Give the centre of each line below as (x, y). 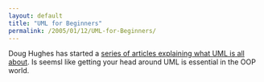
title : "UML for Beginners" (56, 23)
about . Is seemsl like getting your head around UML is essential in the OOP (132, 62)
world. (19, 71)
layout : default (35, 16)
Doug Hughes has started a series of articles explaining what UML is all (127, 54)
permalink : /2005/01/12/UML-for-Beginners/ (82, 31)
